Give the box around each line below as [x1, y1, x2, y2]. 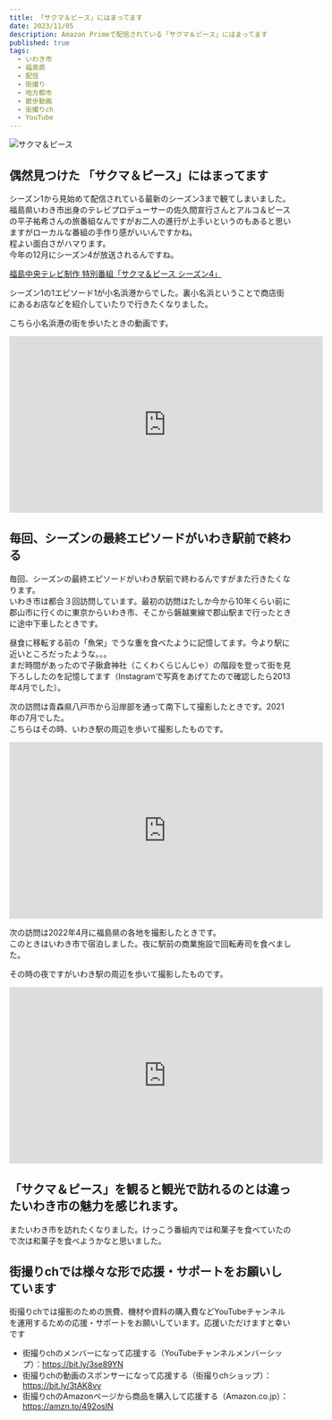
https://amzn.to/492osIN [21, 1401, 114, 1412]
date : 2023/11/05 [9, 22, 74, 30]
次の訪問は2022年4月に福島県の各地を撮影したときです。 [9, 927, 222, 937]
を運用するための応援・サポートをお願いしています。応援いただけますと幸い [9, 1318, 291, 1329]
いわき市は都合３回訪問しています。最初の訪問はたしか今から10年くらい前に [9, 596, 291, 606]
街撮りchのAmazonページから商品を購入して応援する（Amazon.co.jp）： [21, 1391, 289, 1402]
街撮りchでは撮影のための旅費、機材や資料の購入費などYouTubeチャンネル [9, 1306, 286, 1317]
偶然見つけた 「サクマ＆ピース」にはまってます [9, 168, 268, 183]
